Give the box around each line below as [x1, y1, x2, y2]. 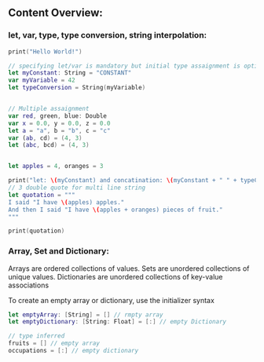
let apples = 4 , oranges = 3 [8, 163, 104, 170]
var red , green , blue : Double [8, 112, 108, 120]
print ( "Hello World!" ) [8, 47, 82, 56]
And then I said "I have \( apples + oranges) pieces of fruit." [8, 206, 223, 214]
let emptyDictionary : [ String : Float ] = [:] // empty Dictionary [8, 318, 227, 326]
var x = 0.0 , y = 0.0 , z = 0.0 [8, 119, 111, 127]
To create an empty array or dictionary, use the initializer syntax [8, 295, 214, 305]
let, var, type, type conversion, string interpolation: [8, 30, 207, 41]
